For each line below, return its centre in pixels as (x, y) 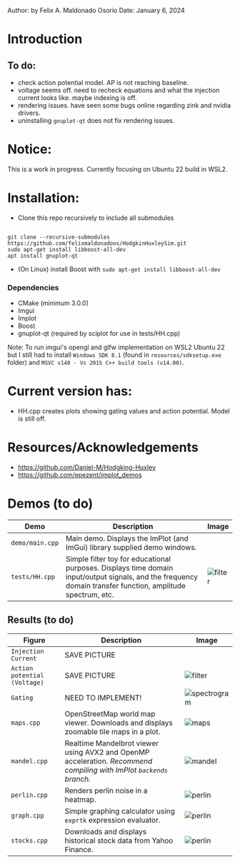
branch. (77, 779)
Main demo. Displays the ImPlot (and (127, 538)
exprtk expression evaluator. (112, 820)
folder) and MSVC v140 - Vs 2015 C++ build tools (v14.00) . (96, 363)
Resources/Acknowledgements (103, 447)
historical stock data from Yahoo (119, 840)
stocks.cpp (29, 840)
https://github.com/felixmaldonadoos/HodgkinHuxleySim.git (97, 243)
